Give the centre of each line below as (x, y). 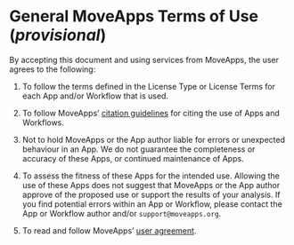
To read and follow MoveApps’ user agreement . (109, 230)
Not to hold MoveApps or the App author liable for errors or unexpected (154, 139)
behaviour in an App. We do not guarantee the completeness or (139, 149)
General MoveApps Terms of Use (134, 16)
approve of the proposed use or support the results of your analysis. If (151, 194)
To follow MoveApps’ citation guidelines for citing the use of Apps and (151, 113)
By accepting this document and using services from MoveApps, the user (144, 59)
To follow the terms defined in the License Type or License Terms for (149, 86)
